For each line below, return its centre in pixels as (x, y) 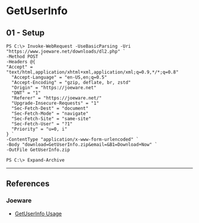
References (28, 184)
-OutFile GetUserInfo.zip (38, 150)
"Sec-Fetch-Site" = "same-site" (52, 119)
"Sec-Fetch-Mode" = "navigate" (50, 114)
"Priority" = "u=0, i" (39, 129)
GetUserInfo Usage (38, 214)
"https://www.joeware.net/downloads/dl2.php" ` (66, 51)
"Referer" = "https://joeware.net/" (57, 98)
